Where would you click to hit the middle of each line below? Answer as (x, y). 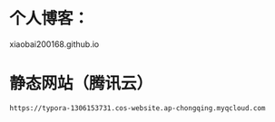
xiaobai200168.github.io (54, 44)
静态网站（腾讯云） (81, 84)
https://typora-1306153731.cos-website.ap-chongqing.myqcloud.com (137, 108)
